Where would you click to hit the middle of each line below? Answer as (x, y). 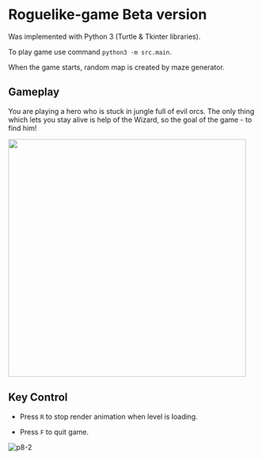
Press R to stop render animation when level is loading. (108, 416)
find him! (23, 127)
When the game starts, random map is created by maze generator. (117, 67)
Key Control (38, 397)
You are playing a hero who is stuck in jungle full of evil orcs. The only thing (131, 111)
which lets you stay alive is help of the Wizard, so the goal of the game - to (130, 120)
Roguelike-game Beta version (108, 15)
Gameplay (34, 92)
